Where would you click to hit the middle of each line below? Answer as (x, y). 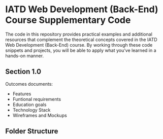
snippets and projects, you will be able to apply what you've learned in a (81, 50)
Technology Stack (31, 110)
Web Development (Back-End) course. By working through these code (79, 45)
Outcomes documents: (29, 84)
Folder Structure (32, 131)
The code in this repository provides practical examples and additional (79, 34)
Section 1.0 (23, 72)
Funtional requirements (37, 99)
